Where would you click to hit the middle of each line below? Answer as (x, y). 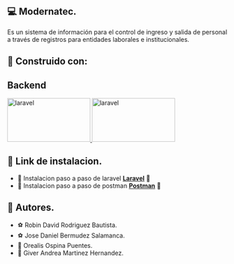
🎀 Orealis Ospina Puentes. (55, 245)
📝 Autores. (31, 208)
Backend (27, 85)
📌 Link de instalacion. (55, 162)
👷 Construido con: (47, 61)
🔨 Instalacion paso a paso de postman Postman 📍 (89, 185)
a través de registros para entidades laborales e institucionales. (98, 39)
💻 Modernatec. (42, 12)
